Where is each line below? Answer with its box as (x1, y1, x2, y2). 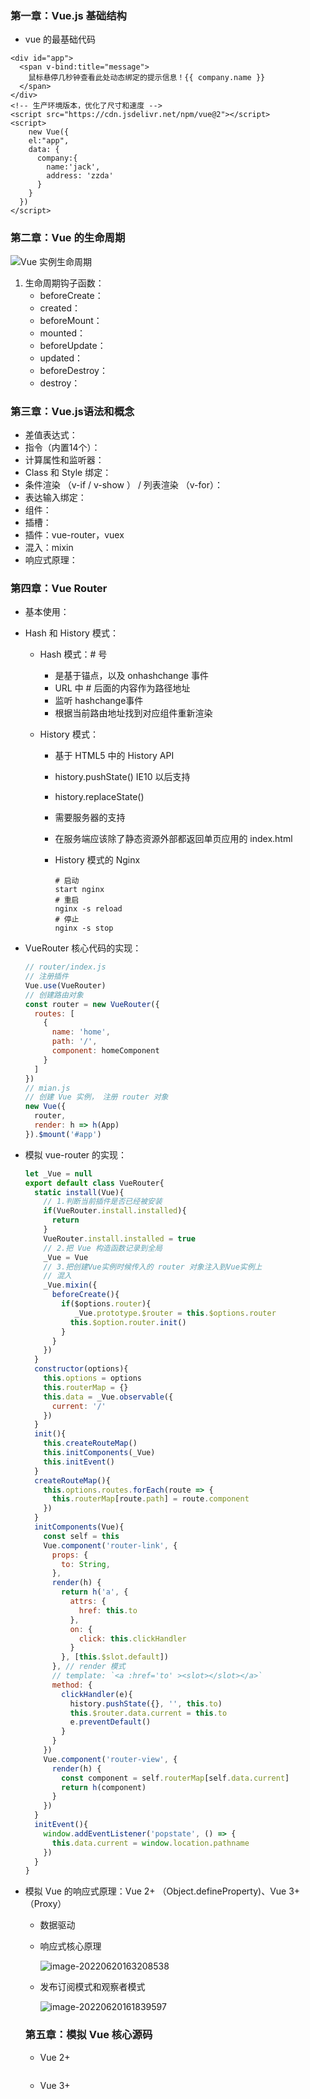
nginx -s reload (54, 904, 123, 914)
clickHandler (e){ (61, 1689, 133, 1699)
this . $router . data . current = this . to (69, 1708, 228, 1718)
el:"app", (28, 136, 70, 146)
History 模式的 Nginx (54, 854, 141, 866)
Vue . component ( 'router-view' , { (43, 1754, 178, 1764)
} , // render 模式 (51, 1662, 126, 1672)
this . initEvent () (43, 1457, 116, 1467)
